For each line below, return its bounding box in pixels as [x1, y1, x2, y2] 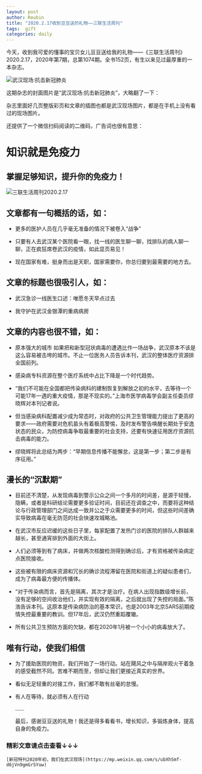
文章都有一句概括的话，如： [6, 208, 109, 218]
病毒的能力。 [20, 435, 52, 442]
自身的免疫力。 [14, 725, 52, 732]
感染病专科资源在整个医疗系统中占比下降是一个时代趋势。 [14, 372, 158, 379]
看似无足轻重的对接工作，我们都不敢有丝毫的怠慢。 [14, 680, 142, 687]
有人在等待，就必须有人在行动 [14, 693, 89, 701]
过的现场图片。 [6, 110, 43, 117]
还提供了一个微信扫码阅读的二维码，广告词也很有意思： [6, 122, 143, 130]
